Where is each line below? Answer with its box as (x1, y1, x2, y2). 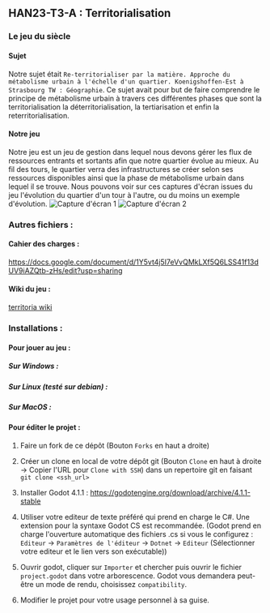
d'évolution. (8, 199, 48, 208)
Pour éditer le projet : (8, 422, 81, 432)
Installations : (8, 322, 63, 333)
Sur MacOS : (8, 401, 52, 412)
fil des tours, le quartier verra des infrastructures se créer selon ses (8, 164, 234, 174)
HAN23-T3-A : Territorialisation (8, 6, 171, 20)
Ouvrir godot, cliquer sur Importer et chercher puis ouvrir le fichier (19, 562, 243, 572)
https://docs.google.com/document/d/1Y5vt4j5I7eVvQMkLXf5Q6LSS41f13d (8, 257, 259, 267)
